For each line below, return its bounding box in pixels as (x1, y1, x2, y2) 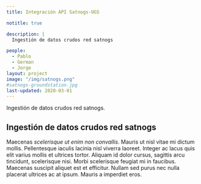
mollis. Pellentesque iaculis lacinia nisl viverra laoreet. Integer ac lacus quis (6, 145, 196, 152)
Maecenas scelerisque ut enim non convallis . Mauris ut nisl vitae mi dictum (6, 138, 195, 145)
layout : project (6, 70, 48, 76)
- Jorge (12, 65, 32, 71)
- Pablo (12, 53, 32, 60)
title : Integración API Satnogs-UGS (6, 9, 100, 15)
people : (6, 48, 26, 54)
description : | (6, 31, 45, 37)
